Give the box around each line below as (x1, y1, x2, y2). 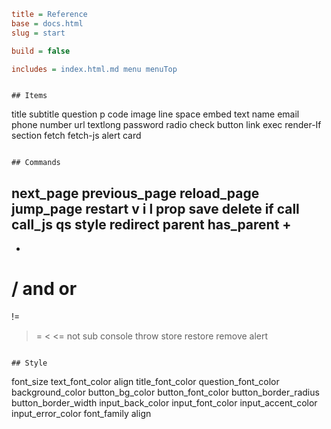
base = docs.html (11, 18, 84, 29)
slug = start (11, 28, 66, 38)
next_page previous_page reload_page (11, 185, 260, 202)
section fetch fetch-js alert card (11, 130, 142, 142)
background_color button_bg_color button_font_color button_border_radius (11, 386, 320, 399)
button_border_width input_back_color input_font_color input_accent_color (11, 397, 318, 409)
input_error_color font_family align (11, 408, 152, 420)
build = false (11, 46, 71, 56)
